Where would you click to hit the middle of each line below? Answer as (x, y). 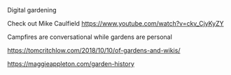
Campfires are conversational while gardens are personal (90, 37)
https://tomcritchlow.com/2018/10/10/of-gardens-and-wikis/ (94, 50)
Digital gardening (32, 10)
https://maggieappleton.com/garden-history (71, 64)
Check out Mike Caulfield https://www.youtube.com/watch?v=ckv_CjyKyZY (115, 23)
